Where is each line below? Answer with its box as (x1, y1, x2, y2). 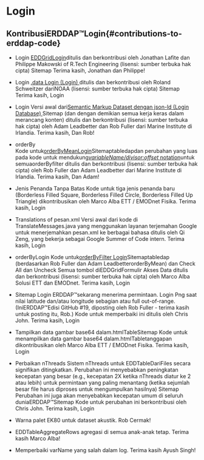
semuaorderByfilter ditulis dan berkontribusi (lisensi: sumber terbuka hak (15, 160, 198, 167)
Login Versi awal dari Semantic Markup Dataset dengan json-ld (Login (15, 103, 189, 110)
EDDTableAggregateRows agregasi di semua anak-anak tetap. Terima (15, 428, 189, 435)
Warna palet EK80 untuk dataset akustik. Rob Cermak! (15, 417, 151, 424)
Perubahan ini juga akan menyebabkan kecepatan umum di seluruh (15, 392, 184, 399)
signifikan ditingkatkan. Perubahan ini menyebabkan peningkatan (15, 366, 179, 373)
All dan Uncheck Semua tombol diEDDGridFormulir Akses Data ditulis (15, 266, 188, 274)
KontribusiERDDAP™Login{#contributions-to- (6, 29, 182, 39)
